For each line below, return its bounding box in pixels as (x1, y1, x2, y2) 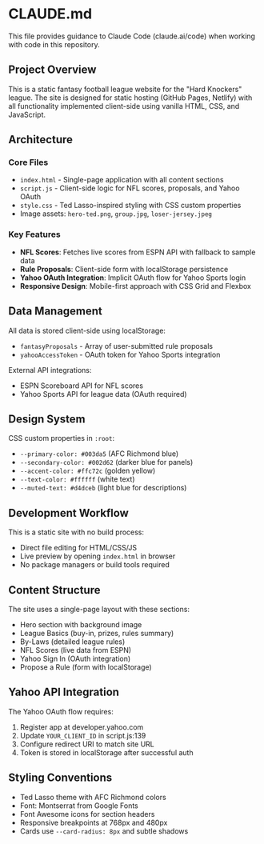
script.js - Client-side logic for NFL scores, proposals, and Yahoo (19, 183, 240, 193)
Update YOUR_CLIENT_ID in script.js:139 (19, 730, 146, 740)
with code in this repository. (8, 39, 100, 49)
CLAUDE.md (8, 5, 93, 23)
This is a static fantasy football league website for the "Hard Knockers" (8, 84, 242, 94)
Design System (8, 412, 86, 426)
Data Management (8, 305, 102, 318)
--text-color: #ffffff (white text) (19, 474, 135, 484)
